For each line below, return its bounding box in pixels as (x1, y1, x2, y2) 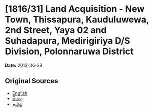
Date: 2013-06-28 (5, 62, 43, 68)
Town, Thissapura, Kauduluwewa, (5, 14, 149, 25)
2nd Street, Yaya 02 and (5, 25, 107, 36)
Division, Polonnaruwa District (5, 46, 134, 57)
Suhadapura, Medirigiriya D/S (5, 35, 131, 47)
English (12, 90, 28, 96)
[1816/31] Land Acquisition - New (5, 3, 145, 15)
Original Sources (5, 77, 58, 85)
